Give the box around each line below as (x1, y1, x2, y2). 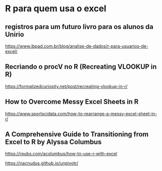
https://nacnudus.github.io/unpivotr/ (5, 160, 79, 166)
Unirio (5, 30, 25, 38)
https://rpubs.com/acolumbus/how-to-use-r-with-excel (5, 151, 117, 157)
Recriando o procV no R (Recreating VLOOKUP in (5, 62, 157, 71)
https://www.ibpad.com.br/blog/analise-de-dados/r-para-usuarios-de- (5, 43, 149, 49)
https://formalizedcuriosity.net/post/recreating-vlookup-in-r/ (5, 83, 128, 89)
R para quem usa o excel (5, 3, 107, 14)
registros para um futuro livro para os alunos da (5, 23, 154, 31)
